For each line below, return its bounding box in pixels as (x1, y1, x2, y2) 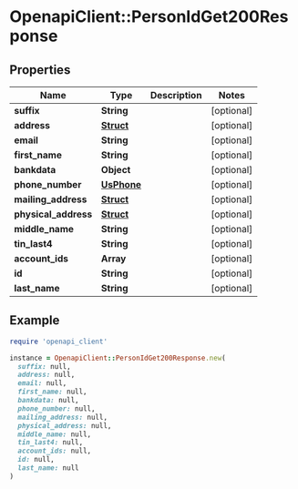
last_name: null (17, 464, 79, 473)
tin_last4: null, (17, 438, 84, 447)
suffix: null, (17, 362, 71, 371)
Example (9, 312, 60, 329)
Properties (9, 62, 71, 77)
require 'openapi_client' (9, 337, 108, 346)
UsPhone (100, 178, 142, 190)
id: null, (17, 455, 55, 464)
